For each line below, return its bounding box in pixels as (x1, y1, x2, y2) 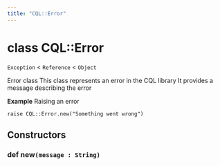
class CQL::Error (7, 39, 104, 55)
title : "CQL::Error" (7, 10, 67, 17)
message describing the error (7, 84, 92, 92)
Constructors (7, 129, 66, 140)
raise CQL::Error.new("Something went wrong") (7, 110, 144, 118)
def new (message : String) (7, 149, 100, 159)
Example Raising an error (7, 97, 80, 105)
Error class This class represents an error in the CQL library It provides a (7, 76, 213, 84)
